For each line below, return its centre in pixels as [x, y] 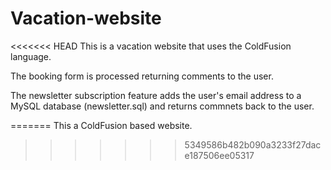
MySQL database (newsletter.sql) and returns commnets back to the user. [162, 106]
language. [31, 56]
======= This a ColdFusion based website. [101, 125]
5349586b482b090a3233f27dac [253, 144]
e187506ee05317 [219, 155]
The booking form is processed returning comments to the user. [142, 76]
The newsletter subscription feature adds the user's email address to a [156, 95]
